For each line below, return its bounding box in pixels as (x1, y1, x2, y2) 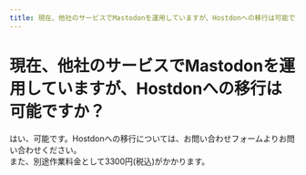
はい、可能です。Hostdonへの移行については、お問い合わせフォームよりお (9, 133, 288, 144)
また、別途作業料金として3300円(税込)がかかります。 (9, 156, 210, 167)
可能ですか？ (9, 101, 107, 121)
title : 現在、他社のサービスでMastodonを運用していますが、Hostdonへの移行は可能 (9, 13, 289, 23)
